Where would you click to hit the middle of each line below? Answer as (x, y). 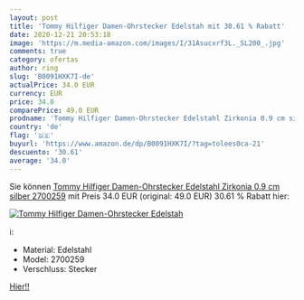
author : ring (34, 69)
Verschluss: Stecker (60, 268)
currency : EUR (36, 93)
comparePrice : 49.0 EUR (54, 110)
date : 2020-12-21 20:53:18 (60, 34)
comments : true (38, 52)
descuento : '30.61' (46, 152)
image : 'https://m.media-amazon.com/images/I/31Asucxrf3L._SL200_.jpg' (147, 43)
